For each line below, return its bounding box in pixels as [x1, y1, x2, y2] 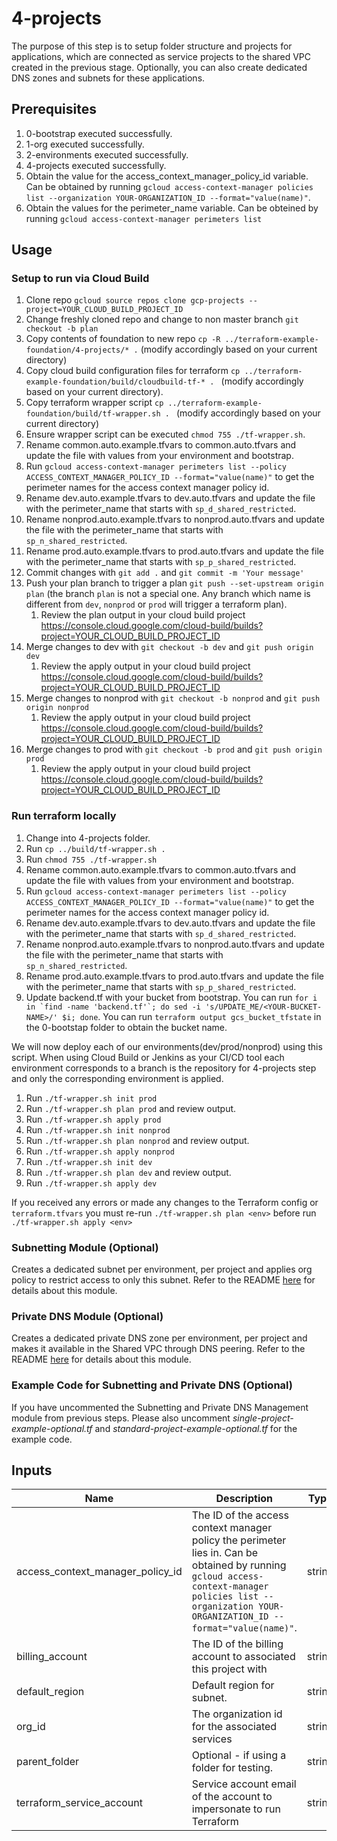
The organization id [191, 1707, 283, 1721]
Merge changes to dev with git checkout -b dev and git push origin [25, 641, 314, 653]
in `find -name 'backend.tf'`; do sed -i [25, 1002, 201, 1012]
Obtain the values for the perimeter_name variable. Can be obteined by [25, 202, 319, 214]
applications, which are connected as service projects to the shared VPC [11, 50, 312, 62]
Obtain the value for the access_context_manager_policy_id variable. [25, 170, 309, 182]
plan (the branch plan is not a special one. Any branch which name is [25, 588, 311, 600]
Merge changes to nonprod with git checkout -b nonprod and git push [25, 692, 321, 704]
